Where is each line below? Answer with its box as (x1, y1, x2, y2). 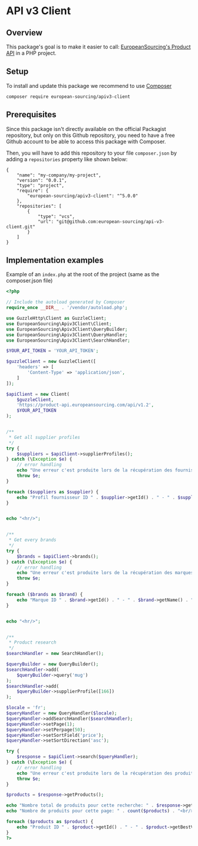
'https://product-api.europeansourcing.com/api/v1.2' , (16, 402, 154, 408)
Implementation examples (6, 255, 104, 265)
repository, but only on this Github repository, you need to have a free (6, 132, 176, 139)
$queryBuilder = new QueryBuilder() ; (6, 661, 99, 667)
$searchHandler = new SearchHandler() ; (6, 651, 104, 657)
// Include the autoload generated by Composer (6, 299, 126, 305)
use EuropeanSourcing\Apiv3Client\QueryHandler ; (6, 332, 128, 337)
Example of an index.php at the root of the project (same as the (6, 271, 160, 278)
